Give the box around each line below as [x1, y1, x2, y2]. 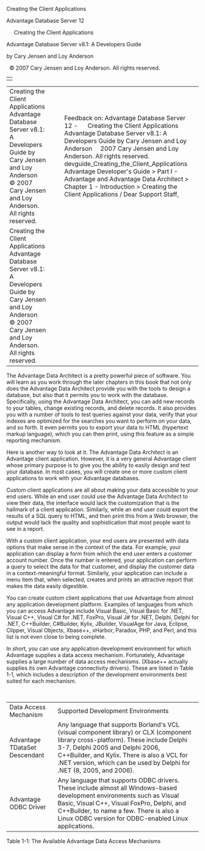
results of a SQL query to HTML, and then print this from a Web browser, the [6, 512, 198, 519]
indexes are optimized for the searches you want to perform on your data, [6, 417, 192, 425]
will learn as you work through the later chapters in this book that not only [6, 378, 192, 386]
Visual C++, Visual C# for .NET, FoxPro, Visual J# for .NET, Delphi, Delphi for [6, 614, 199, 621]
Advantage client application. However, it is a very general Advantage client [6, 455, 196, 462]
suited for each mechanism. [6, 677, 76, 684]
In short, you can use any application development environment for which [6, 645, 192, 652]
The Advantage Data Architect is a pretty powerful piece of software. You [6, 372, 191, 379]
